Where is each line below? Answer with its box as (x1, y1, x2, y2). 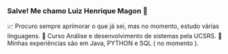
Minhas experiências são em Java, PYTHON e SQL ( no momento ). (7, 39, 199, 47)
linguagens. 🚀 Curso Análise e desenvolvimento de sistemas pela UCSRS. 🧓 (7, 32, 222, 40)
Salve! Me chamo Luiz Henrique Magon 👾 (7, 6, 148, 16)
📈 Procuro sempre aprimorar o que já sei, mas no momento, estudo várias (7, 22, 220, 30)
